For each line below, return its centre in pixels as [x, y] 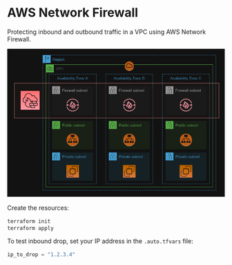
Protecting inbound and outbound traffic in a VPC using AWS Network [107, 32]
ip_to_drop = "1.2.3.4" [41, 255]
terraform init [29, 222]
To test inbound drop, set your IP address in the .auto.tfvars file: [100, 241]
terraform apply [30, 228]
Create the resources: [38, 208]
